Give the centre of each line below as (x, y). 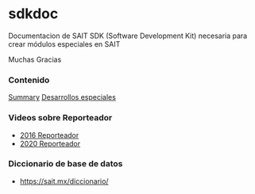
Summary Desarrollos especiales (62, 97)
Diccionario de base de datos (66, 164)
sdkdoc (33, 14)
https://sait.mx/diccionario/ (64, 181)
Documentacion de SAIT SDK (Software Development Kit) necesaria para (128, 36)
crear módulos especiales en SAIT (64, 44)
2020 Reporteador (50, 143)
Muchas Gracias (35, 59)
